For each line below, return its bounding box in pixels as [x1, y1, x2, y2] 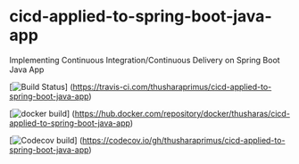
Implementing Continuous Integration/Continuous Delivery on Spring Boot [9, 54, 280, 65]
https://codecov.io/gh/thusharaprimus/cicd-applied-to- [81, 135, 286, 145]
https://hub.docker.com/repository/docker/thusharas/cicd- [74, 108, 290, 119]
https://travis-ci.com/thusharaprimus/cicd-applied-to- [72, 81, 272, 92]
